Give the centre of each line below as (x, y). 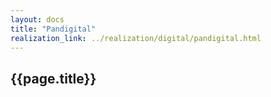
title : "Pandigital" (53, 29)
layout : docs (37, 19)
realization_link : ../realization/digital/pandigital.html (136, 38)
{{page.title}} (53, 78)
